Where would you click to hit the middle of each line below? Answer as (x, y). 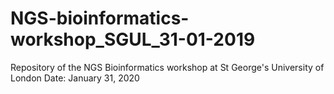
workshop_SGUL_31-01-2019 (133, 39)
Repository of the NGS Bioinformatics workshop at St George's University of (167, 67)
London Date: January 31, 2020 (75, 78)
